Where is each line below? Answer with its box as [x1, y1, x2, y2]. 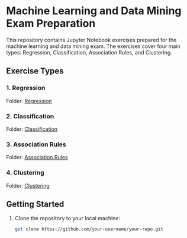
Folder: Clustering [6, 182, 50, 189]
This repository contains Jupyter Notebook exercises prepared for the [6, 36, 177, 43]
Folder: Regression [6, 97, 52, 104]
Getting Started [6, 199, 65, 209]
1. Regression [6, 84, 46, 92]
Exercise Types [6, 66, 64, 76]
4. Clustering [6, 169, 44, 177]
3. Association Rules [6, 140, 66, 149]
